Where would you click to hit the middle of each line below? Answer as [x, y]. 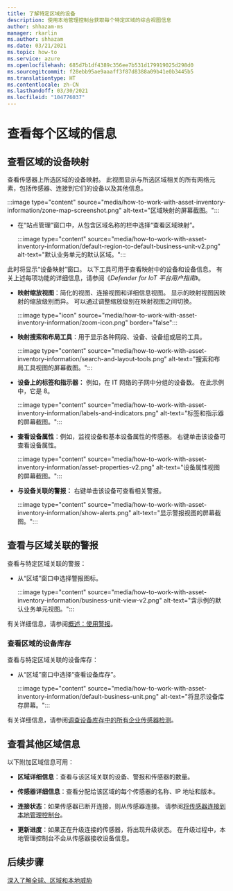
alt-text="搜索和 [191, 359]
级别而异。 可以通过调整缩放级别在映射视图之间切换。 [118, 301]
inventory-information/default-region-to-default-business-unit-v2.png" [119, 246]
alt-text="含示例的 [189, 600]
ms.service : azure [34, 59]
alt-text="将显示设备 [189, 697]
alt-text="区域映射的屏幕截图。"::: [171, 210]
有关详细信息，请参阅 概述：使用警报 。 [62, 623]
